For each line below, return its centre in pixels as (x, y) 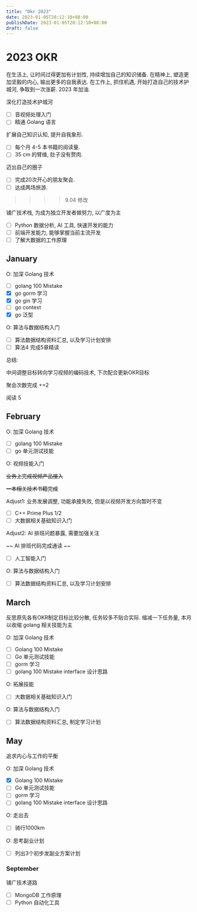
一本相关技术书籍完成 (32, 489)
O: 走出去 (17, 815)
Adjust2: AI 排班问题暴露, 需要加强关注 (53, 533)
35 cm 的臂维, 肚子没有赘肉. (49, 155)
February (23, 417)
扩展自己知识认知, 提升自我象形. (45, 134)
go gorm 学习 (31, 293)
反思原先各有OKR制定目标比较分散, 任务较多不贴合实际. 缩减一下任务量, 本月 (99, 617)
